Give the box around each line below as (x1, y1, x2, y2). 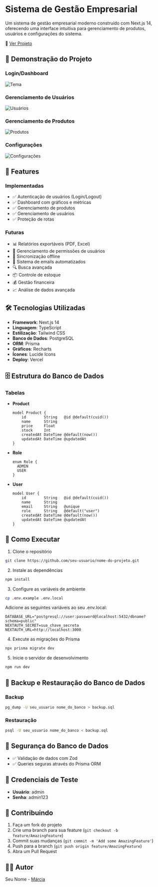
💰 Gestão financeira (12, 279, 55, 285)
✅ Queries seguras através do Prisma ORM (12, 760, 101, 766)
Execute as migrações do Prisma (12, 636, 80, 642)
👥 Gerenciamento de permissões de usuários (12, 248, 105, 254)
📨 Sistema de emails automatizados (12, 259, 86, 265)
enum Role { (12, 459, 37, 464)
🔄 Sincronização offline (12, 253, 61, 259)
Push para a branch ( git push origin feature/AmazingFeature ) (12, 843, 142, 849)
